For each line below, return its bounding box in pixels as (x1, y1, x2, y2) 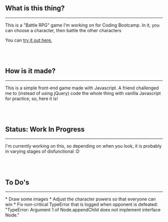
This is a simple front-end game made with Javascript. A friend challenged (5, 85, 159, 91)
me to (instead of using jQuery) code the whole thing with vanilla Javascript (5, 90, 161, 96)
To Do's (5, 178, 29, 186)
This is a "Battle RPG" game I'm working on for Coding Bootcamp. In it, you (5, 22, 160, 28)
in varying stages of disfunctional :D (5, 148, 80, 155)
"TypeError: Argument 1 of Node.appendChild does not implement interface (5, 207, 161, 213)
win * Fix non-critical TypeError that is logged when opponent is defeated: (5, 201, 158, 207)
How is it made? (5, 67, 56, 75)
